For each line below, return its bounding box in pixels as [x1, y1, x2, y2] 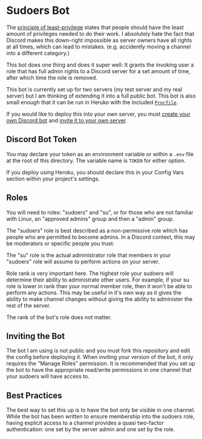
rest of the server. [6, 302, 51, 309]
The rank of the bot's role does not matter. [6, 313, 112, 321]
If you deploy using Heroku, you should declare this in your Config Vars [6, 168, 184, 176]
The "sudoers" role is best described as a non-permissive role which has [6, 226, 189, 234]
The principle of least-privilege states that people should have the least [6, 24, 184, 31]
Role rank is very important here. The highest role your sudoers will [6, 269, 174, 277]
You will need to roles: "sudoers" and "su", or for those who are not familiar [6, 208, 194, 216]
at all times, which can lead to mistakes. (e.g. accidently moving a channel [6, 43, 191, 50]
